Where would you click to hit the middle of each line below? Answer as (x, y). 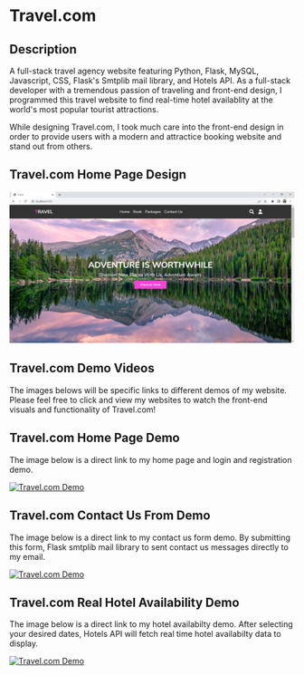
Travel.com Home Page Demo (95, 438)
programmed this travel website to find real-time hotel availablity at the (141, 100)
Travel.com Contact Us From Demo (110, 516)
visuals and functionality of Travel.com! (83, 410)
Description (43, 49)
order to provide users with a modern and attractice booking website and (146, 136)
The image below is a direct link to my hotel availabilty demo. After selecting (152, 624)
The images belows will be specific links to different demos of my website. (148, 390)
